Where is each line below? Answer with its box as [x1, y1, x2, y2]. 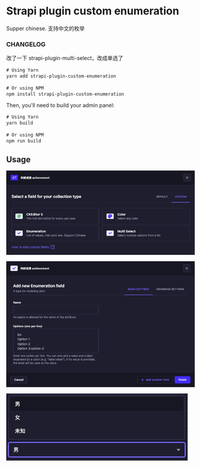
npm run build [6, 138, 42, 144]
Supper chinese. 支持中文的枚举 [6, 25, 85, 32]
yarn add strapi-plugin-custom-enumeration [6, 73, 117, 79]
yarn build [6, 120, 33, 126]
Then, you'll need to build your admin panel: [6, 102, 115, 109]
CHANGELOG [6, 40, 46, 49]
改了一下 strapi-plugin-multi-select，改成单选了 [6, 55, 124, 62]
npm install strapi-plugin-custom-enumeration [6, 91, 124, 97]
